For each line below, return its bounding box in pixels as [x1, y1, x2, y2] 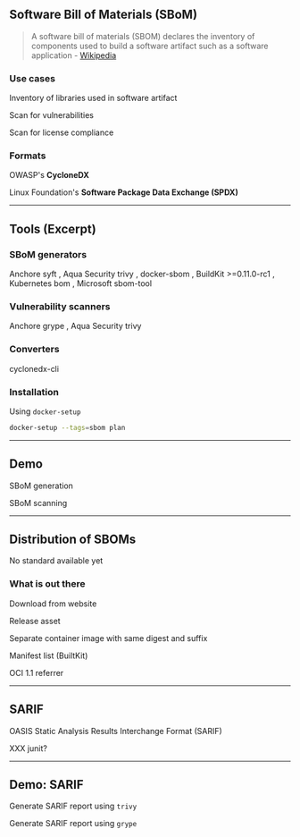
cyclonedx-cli [9, 363, 60, 374]
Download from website [9, 598, 97, 609]
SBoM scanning [9, 497, 68, 508]
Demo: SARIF [9, 777, 84, 792]
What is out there [9, 578, 87, 590]
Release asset [9, 615, 61, 626]
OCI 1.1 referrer [9, 667, 64, 678]
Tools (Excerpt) [9, 221, 96, 236]
